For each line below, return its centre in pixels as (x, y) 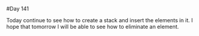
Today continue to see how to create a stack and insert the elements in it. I (100, 20)
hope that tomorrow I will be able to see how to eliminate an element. (93, 27)
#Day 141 (18, 9)
